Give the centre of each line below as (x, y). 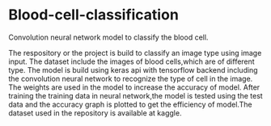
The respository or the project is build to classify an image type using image (135, 52)
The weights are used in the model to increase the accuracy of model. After (134, 87)
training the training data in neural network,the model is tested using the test (135, 95)
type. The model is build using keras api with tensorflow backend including (133, 69)
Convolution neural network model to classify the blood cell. (108, 37)
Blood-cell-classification (94, 15)
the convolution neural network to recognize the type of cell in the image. (131, 78)
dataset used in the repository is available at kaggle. (95, 113)
